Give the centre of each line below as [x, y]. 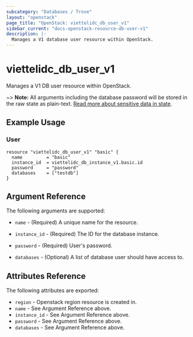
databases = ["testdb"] [45, 173]
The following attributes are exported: [53, 290]
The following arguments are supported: [56, 211]
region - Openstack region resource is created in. [76, 302]
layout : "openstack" [32, 17]
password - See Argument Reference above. [68, 321]
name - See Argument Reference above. [63, 308]
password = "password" [45, 168]
